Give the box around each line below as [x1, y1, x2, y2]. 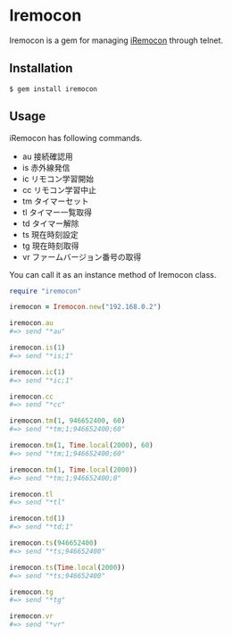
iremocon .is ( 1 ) [9, 343, 66, 353]
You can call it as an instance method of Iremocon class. [9, 269, 217, 280]
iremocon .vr [9, 612, 54, 621]
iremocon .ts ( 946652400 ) [9, 539, 98, 548]
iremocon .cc [9, 392, 54, 401]
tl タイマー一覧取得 [21, 206, 92, 217]
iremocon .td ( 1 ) [9, 515, 66, 523]
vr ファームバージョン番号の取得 [21, 251, 142, 262]
